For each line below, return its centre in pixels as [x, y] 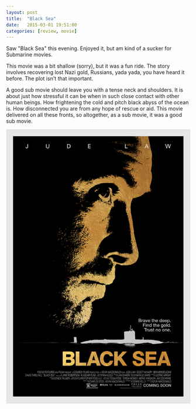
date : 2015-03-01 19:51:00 [42, 25]
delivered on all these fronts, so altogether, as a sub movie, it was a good [94, 115]
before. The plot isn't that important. [50, 79]
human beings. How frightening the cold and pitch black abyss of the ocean [97, 102]
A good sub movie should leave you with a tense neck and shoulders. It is [94, 90]
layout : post [22, 12]
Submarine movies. [29, 55]
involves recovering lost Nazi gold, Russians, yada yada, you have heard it [95, 72]
